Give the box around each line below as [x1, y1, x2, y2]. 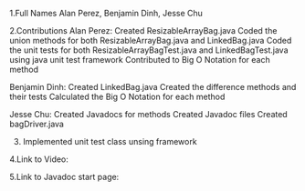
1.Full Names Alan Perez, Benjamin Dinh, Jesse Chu [9, 8, 204, 18]
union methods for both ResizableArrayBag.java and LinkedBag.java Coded [9, 35, 292, 45]
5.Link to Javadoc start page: [9, 172, 120, 182]
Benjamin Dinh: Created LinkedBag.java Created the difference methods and [9, 82, 297, 92]
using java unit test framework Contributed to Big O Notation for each [9, 55, 271, 65]
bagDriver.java [9, 118, 64, 129]
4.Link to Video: [9, 154, 68, 165]
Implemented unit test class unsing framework [22, 136, 198, 146]
